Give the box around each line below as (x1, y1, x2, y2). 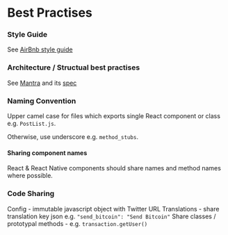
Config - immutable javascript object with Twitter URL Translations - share (7, 204, 220, 213)
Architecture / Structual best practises (7, 63, 140, 72)
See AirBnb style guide (7, 45, 73, 54)
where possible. (7, 172, 54, 180)
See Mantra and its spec (7, 79, 77, 87)
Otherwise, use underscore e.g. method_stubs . (7, 133, 139, 141)
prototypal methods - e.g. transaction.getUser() (7, 219, 148, 227)
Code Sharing (7, 189, 55, 199)
